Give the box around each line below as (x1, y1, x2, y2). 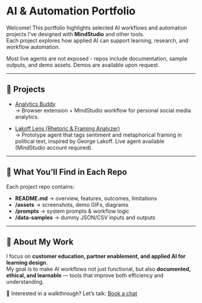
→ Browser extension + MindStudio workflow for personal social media (14, 106, 191, 114)
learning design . (6, 259, 48, 266)
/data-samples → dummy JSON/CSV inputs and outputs (14, 213, 156, 221)
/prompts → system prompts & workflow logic (14, 207, 130, 215)
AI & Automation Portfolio (6, 4, 136, 18)
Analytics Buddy (14, 100, 56, 108)
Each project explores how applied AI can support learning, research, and (6, 37, 189, 44)
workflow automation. (6, 43, 60, 50)
